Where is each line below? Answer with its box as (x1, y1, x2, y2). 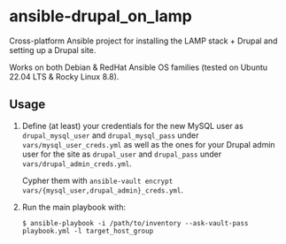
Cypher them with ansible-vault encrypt (21, 175, 174, 186)
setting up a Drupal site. (9, 44, 97, 55)
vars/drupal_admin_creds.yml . (21, 157, 133, 169)
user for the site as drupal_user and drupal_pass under (21, 149, 222, 159)
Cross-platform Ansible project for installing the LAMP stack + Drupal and (9, 35, 278, 46)
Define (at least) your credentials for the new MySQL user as (21, 120, 243, 131)
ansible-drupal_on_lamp (9, 6, 192, 27)
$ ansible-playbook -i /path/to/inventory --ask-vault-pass (21, 218, 249, 227)
